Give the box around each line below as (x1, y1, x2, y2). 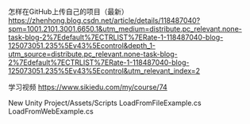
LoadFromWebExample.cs (8, 107, 94, 116)
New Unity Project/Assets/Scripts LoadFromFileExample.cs (8, 98, 202, 107)
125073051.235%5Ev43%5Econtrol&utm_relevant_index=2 (8, 66, 201, 75)
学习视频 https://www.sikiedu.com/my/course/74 (8, 82, 168, 92)
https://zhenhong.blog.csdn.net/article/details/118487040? (8, 16, 201, 25)
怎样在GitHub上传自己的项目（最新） (8, 7, 129, 16)
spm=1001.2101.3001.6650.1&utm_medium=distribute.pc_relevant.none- (8, 24, 242, 33)
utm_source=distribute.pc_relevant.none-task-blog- (8, 50, 179, 58)
